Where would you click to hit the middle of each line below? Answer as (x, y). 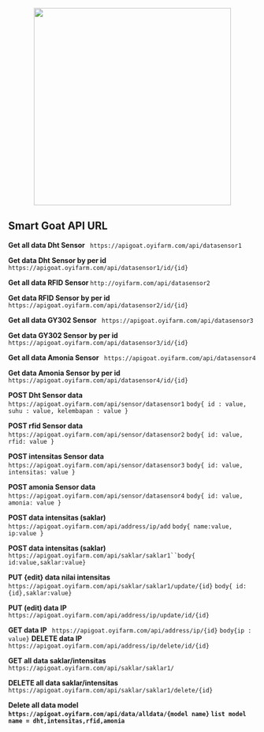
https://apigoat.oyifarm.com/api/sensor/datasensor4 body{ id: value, (126, 496)
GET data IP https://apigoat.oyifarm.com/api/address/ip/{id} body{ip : (130, 630)
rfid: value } (32, 441)
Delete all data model (43, 705)
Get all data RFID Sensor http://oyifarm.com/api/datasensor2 (109, 282)
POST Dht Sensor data (45, 395)
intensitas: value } (42, 472)
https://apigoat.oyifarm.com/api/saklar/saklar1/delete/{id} (111, 690)
